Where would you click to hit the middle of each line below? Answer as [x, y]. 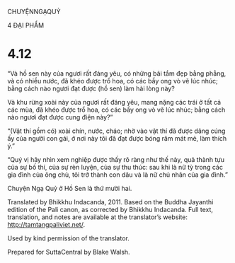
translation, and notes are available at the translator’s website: [98, 217]
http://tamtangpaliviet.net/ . [46, 224]
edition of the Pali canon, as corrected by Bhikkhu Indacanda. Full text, [110, 209]
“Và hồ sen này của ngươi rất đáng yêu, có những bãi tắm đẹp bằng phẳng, [117, 73]
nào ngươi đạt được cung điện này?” [60, 117]
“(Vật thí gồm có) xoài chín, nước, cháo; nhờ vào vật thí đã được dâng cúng [116, 131]
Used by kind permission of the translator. [68, 238]
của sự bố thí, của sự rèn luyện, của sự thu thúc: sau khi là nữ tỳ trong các [115, 167]
